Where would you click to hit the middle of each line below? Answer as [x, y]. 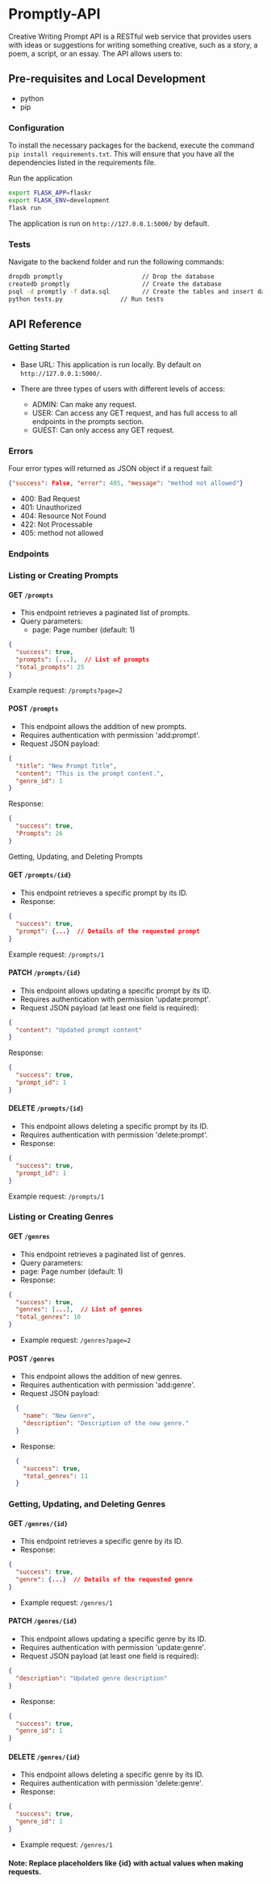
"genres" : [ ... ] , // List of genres [79, 1310]
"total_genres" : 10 [48, 1317]
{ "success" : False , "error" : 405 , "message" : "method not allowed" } [126, 484]
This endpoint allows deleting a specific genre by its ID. [112, 1774]
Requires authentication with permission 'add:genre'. [108, 1385]
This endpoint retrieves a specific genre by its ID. [102, 1541]
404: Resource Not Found [63, 516]
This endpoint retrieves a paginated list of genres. [102, 1254]
